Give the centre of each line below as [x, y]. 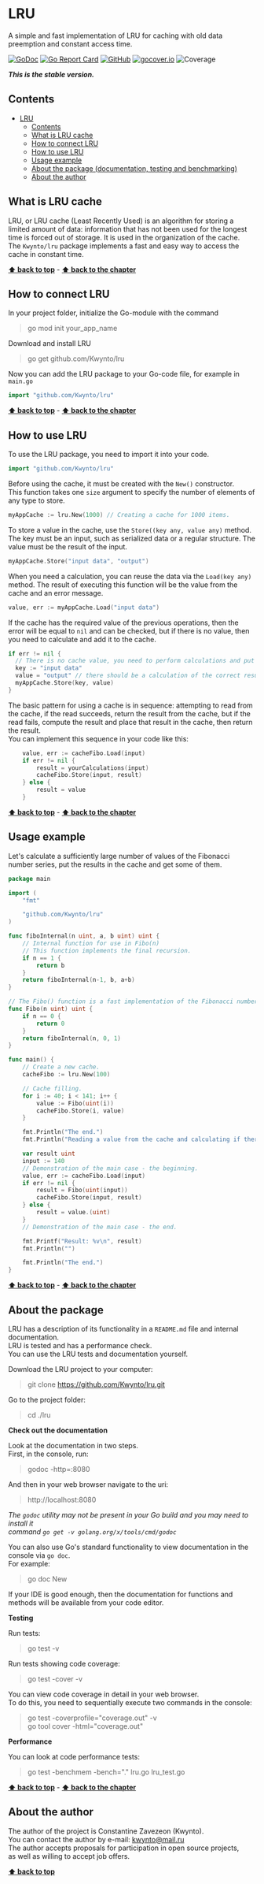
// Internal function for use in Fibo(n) [91, 943]
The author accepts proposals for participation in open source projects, [124, 1848]
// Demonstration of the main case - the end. [100, 1227]
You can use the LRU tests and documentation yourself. [98, 1354]
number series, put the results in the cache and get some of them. [115, 864]
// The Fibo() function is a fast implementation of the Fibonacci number [133, 1001]
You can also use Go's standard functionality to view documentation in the [128, 1547]
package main [29, 879]
